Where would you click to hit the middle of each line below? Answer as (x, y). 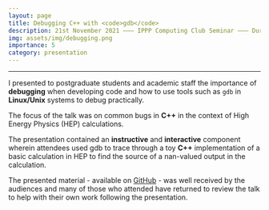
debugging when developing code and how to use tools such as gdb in (125, 91)
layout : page (30, 16)
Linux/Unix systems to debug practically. (76, 100)
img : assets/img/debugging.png (60, 38)
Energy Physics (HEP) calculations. (66, 124)
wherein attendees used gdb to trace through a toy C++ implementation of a (134, 148)
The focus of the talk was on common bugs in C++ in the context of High (129, 115)
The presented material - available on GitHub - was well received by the (127, 180)
